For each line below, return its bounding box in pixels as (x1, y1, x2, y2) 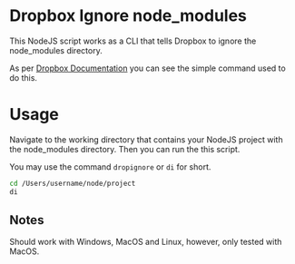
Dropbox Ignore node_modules (9, 5, 248, 26)
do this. (9, 72, 38, 83)
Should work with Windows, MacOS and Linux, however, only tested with (9, 237, 282, 248)
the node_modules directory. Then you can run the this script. (9, 143, 241, 154)
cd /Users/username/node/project (9, 179, 136, 188)
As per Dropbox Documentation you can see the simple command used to (9, 63, 286, 73)
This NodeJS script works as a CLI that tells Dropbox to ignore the (9, 35, 257, 46)
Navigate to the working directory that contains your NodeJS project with (9, 133, 283, 145)
